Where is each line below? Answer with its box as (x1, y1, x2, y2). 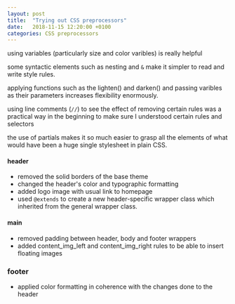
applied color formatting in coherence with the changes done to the (17, 282, 213, 291)
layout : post (7, 10, 46, 18)
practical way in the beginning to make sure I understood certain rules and (7, 112, 222, 121)
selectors (7, 120, 34, 128)
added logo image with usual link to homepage (17, 187, 153, 196)
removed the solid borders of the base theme (17, 173, 149, 181)
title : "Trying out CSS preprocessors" (7, 17, 128, 24)
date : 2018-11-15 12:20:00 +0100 (7, 23, 112, 30)
